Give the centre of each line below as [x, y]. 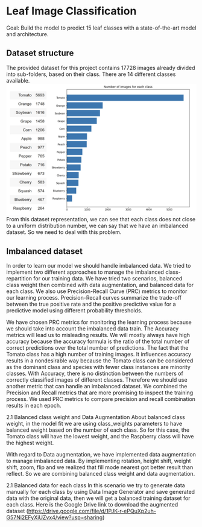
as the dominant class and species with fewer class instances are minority [99, 367]
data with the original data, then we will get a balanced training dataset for [98, 498]
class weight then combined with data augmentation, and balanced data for [100, 285]
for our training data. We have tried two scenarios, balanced [108, 279]
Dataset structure [40, 53]
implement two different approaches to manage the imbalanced [85, 272]
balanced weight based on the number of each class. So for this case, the [98, 430]
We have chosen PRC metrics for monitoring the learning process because [99, 322]
